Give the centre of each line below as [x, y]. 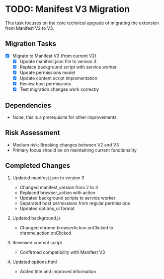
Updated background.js [37, 218]
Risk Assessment [33, 133]
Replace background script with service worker [68, 67]
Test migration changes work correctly [59, 89]
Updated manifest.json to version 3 [48, 178]
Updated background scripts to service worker [68, 198]
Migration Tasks [31, 44]
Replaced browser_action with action [58, 193]
